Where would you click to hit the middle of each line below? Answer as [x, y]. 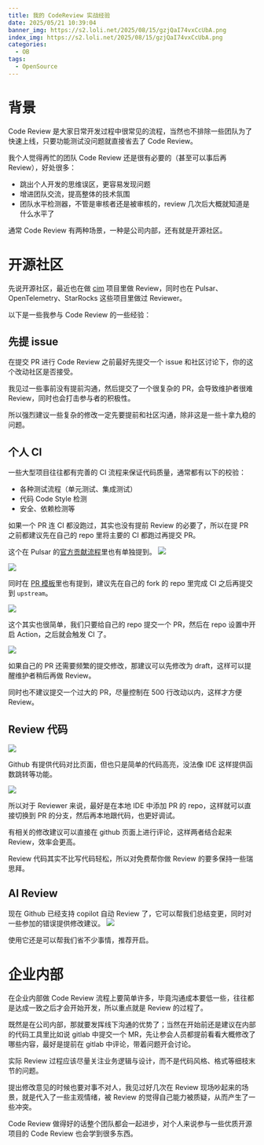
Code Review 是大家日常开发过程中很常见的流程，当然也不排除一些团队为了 [130, 131]
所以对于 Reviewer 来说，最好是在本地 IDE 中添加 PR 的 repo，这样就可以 [126, 806]
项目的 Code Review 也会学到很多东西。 [73, 1133]
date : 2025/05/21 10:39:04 [52, 23]
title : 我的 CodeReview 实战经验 [59, 15]
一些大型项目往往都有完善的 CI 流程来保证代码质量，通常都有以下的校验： [127, 473]
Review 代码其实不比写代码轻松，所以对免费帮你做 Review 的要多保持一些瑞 [131, 859]
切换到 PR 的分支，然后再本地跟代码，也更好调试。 [97, 816]
